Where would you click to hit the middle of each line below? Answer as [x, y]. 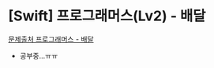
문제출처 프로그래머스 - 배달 [51, 39]
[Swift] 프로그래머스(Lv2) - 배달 [107, 16]
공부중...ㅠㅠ [39, 55]
